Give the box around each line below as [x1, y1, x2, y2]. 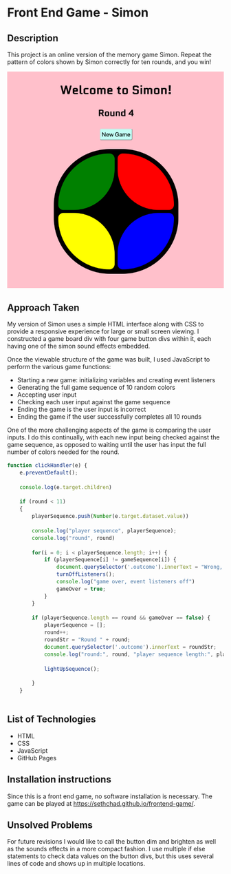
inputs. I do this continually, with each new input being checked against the [7, 433, 220, 441]
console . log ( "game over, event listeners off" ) [56, 579, 195, 585]
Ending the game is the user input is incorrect [16, 405, 146, 414]
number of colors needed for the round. [7, 448, 120, 456]
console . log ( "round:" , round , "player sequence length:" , [43, 651, 214, 658]
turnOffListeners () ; [56, 571, 115, 578]
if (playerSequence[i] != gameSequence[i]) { [43, 556, 177, 563]
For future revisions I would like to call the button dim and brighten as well [7, 837, 217, 846]
